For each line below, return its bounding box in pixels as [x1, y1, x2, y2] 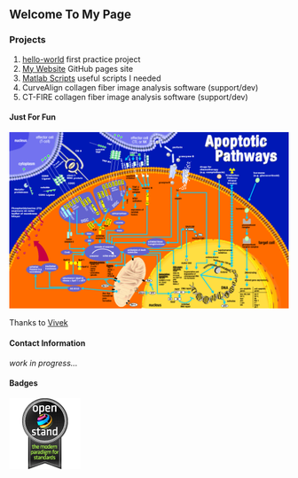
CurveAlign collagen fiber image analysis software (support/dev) [21, 82, 259, 92]
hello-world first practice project [21, 53, 141, 65]
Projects [9, 34, 46, 46]
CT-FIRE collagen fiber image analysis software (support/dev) [21, 91, 248, 102]
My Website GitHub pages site [21, 63, 134, 74]
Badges [9, 378, 38, 388]
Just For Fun [9, 112, 56, 122]
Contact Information [9, 337, 86, 349]
